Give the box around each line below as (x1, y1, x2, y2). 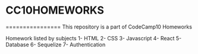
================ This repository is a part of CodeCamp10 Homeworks (5, 23, 193, 30)
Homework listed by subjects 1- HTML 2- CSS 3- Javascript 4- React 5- (5, 34, 182, 42)
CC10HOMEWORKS (5, 4, 105, 17)
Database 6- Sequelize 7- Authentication (5, 41, 106, 48)
